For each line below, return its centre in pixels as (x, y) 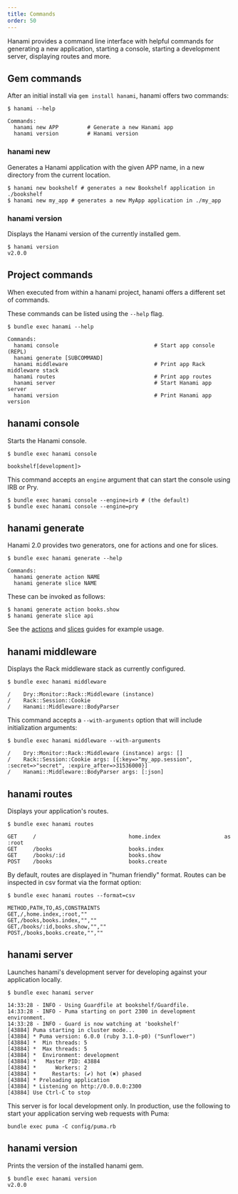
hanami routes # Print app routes (113, 376)
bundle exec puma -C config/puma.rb (62, 1126)
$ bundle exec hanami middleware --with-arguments (84, 741)
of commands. (29, 300)
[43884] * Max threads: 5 (47, 1049)
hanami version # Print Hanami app (113, 395)
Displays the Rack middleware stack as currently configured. (97, 669)
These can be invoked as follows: (56, 597)
